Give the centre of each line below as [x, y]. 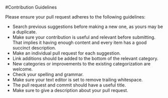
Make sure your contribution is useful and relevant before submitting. [84, 37]
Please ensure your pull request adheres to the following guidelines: [75, 17]
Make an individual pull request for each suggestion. [67, 53]
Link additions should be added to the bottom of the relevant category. [86, 58]
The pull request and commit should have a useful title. [69, 85]
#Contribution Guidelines [31, 7]
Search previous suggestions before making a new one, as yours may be [88, 26]
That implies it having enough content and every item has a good [79, 42]
